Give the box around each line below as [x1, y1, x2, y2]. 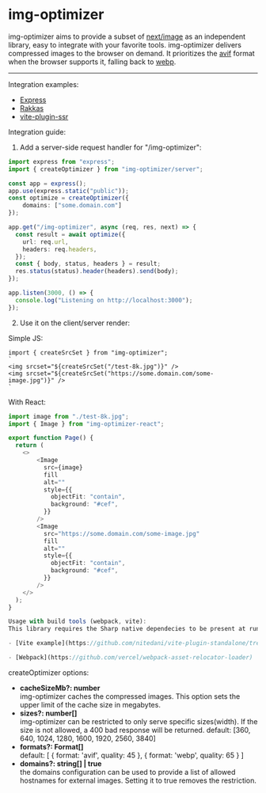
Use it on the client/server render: [19, 318, 131, 328]
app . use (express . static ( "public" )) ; [8, 187, 129, 195]
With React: [8, 397, 46, 407]
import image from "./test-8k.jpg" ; [8, 412, 129, 420]
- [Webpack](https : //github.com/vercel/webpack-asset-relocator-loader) [8, 654, 253, 662]
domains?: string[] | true [19, 758, 102, 768]
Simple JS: [8, 333, 44, 343]
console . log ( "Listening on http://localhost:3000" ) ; [15, 296, 193, 304]
